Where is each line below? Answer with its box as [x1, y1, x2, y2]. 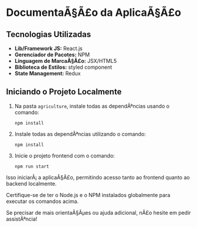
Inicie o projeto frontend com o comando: [14, 152, 116, 159]
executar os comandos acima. [6, 198, 79, 205]
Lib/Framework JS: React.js [14, 45, 83, 52]
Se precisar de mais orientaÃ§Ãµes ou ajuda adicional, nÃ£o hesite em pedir [6, 209, 191, 216]
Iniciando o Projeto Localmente [6, 87, 122, 97]
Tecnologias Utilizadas [6, 29, 91, 39]
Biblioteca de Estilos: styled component [14, 64, 113, 71]
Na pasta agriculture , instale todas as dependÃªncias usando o [14, 102, 170, 109]
